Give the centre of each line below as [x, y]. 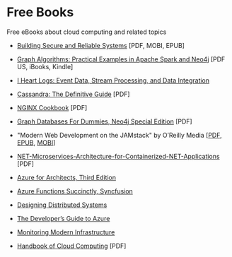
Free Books [40, 12]
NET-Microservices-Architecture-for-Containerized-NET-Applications [118, 156]
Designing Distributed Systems [62, 205]
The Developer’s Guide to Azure [63, 218]
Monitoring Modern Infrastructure [66, 232]
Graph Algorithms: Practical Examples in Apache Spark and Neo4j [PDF [121, 59]
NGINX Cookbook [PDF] [52, 107]
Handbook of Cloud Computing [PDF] [71, 246]
